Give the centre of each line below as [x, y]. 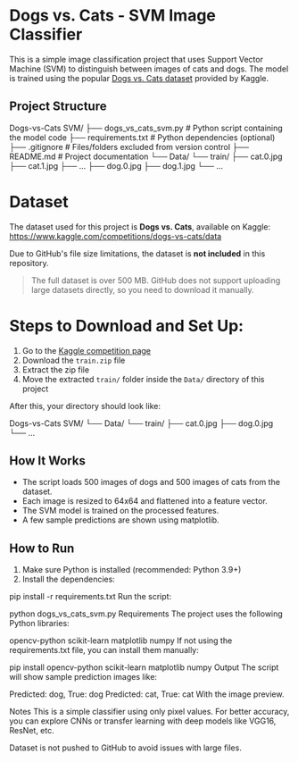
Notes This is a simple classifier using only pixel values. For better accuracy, [149, 712]
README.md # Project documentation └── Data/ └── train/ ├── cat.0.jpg [146, 156]
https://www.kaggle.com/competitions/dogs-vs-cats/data [116, 236]
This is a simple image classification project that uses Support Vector [136, 59]
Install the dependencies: [69, 579]
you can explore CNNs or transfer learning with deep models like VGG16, [143, 721]
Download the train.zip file [74, 360]
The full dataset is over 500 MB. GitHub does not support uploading [156, 280]
